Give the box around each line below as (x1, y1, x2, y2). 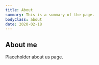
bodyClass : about (5, 17, 42, 22)
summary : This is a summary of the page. (5, 12, 95, 17)
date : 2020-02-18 (5, 21, 42, 27)
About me (5, 40, 37, 49)
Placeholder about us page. (5, 54, 63, 60)
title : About (5, 7, 33, 13)
